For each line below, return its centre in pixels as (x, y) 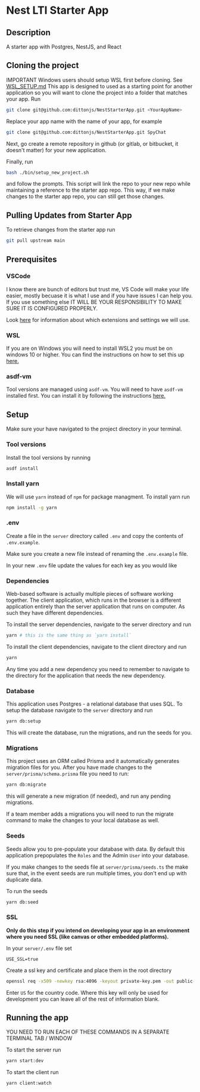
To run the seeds (27, 891)
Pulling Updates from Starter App (69, 215)
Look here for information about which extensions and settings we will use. (98, 319)
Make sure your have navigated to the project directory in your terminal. (94, 429)
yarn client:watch (29, 1083)
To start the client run (32, 1072)
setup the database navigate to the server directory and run (79, 710)
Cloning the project (43, 65)
